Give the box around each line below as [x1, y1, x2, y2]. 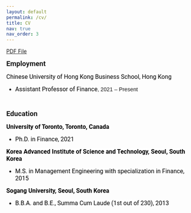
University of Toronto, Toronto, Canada [6, 123, 110, 131]
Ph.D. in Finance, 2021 [14, 135, 74, 143]
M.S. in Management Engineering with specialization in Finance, [14, 167, 185, 175]
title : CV [6, 20, 31, 26]
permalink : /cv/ [6, 14, 47, 20]
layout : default [6, 8, 47, 15]
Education [6, 110, 38, 119]
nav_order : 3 [6, 31, 39, 37]
